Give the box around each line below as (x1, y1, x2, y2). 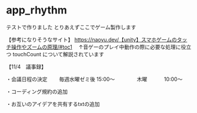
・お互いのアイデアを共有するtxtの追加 (6, 100, 100, 107)
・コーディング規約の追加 (6, 88, 68, 95)
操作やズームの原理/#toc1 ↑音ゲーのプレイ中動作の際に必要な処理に (11, 43, 181, 50)
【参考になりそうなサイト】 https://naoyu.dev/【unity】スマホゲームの (6, 36, 178, 43)
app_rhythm (6, 4, 68, 17)
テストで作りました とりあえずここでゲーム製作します (6, 23, 136, 30)
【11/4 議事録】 (6, 63, 47, 70)
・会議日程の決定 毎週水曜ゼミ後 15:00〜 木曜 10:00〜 (6, 76, 183, 83)
